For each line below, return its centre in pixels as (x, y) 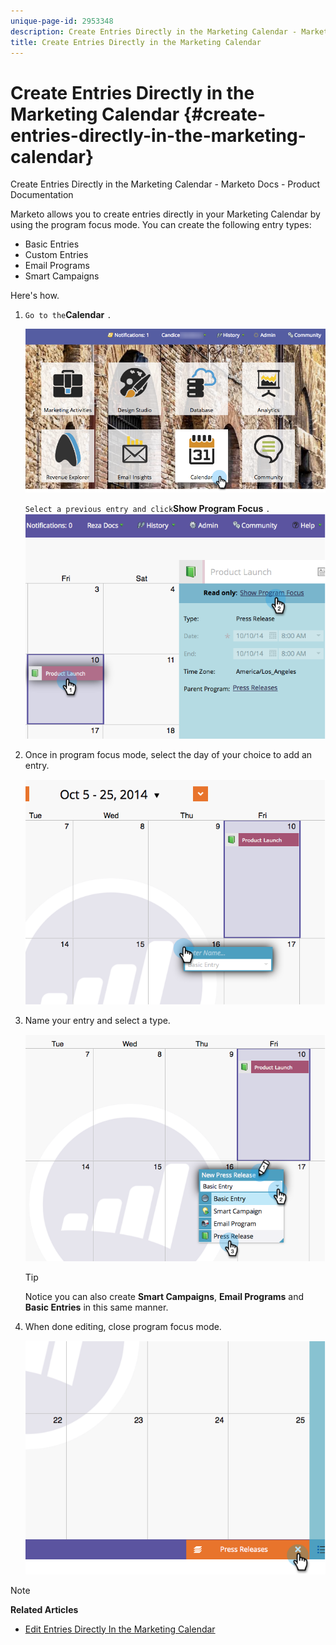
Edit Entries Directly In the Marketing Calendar (120, 1629)
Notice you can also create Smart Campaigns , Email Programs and (164, 1296)
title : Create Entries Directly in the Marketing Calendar (136, 42)
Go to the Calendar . (68, 315)
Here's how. (35, 296)
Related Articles (44, 1609)
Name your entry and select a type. (97, 1021)
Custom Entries (56, 255)
